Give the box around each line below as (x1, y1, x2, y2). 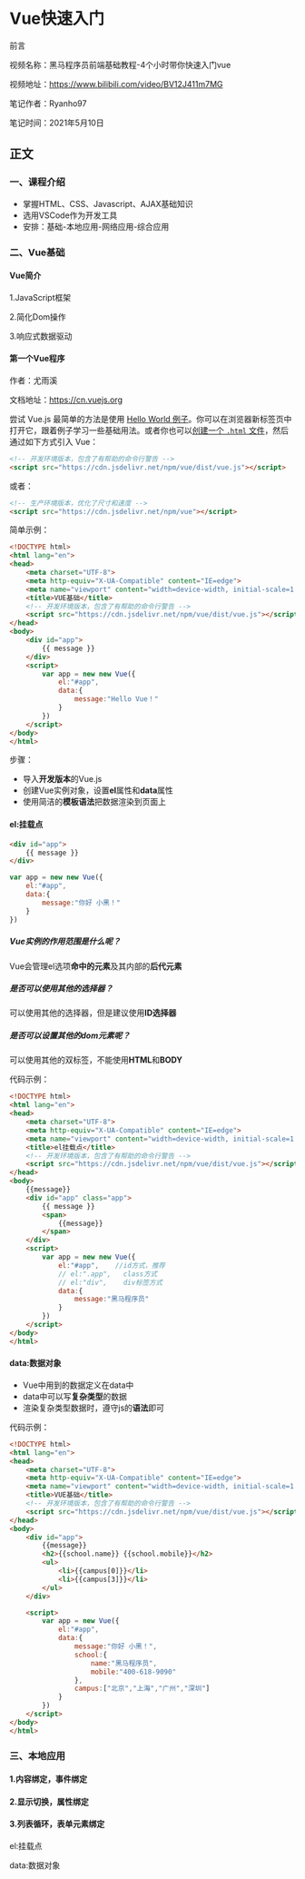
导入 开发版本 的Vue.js (22, 774, 103, 785)
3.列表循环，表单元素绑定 (9, 1818, 105, 1830)
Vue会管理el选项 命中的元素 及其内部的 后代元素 (9, 960, 182, 972)
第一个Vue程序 (9, 353, 65, 364)
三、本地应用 (9, 1749, 66, 1762)
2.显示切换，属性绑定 (9, 1795, 89, 1807)
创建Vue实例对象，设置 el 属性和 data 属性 (22, 785, 174, 796)
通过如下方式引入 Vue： (9, 436, 99, 447)
